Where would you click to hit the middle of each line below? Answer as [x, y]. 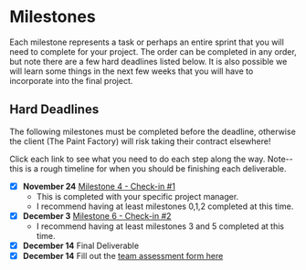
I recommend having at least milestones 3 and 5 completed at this [160, 226]
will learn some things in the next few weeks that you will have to [132, 71]
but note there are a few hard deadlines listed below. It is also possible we [148, 61]
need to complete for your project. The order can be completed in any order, [153, 51]
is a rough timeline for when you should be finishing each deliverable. [156, 168]
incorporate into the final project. [71, 80]
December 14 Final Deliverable [81, 245]
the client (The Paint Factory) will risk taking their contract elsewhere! [140, 141]
